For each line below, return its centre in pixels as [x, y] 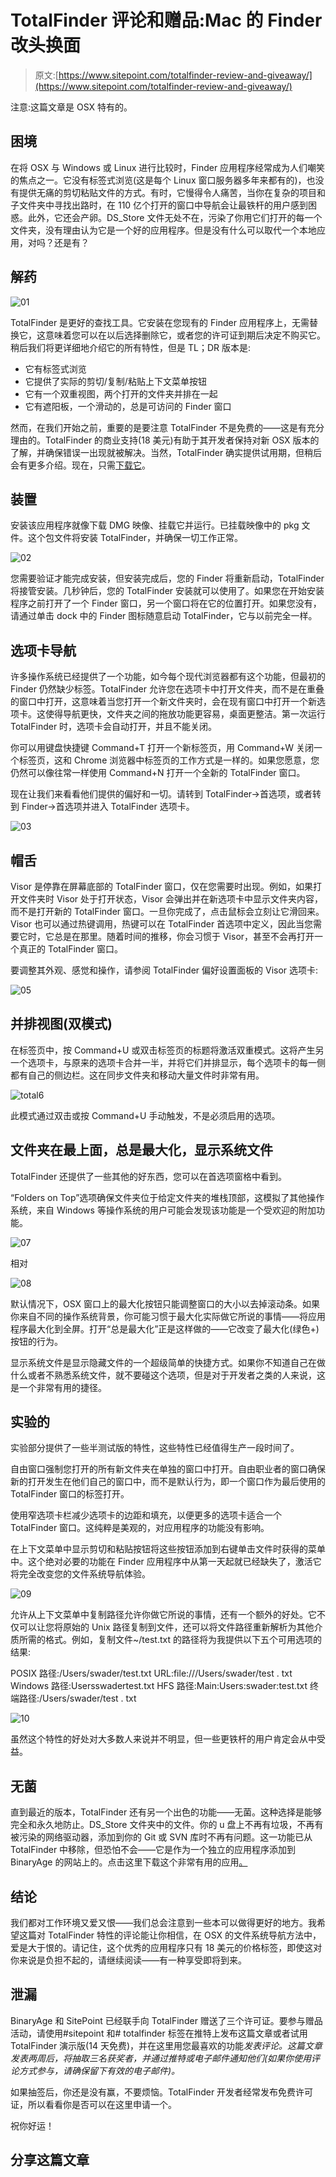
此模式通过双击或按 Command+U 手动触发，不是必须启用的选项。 [145, 1115]
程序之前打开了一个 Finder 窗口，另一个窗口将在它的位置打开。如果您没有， [166, 603]
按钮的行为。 [36, 1341]
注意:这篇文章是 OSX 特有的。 [71, 107]
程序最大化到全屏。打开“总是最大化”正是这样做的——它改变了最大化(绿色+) [165, 1328]
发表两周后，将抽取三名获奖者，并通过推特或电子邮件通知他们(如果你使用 [161, 2058]
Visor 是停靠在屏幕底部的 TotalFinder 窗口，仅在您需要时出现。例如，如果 [162, 886]
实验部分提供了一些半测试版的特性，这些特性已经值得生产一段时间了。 [155, 1448]
